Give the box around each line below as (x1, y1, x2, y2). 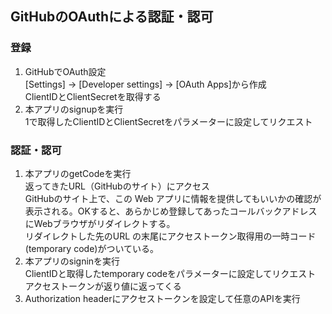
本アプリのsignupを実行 (24, 103, 124, 115)
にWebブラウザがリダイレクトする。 (24, 217, 176, 229)
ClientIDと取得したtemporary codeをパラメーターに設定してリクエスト (24, 267, 317, 279)
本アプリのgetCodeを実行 (24, 167, 132, 179)
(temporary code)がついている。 (24, 242, 159, 254)
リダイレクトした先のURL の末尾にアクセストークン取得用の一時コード (24, 230, 317, 242)
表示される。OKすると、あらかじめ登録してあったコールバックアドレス (24, 205, 318, 217)
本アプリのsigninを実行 (24, 255, 121, 267)
